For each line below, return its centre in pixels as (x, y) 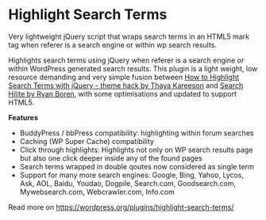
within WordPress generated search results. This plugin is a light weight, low (133, 68)
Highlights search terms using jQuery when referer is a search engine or (126, 60)
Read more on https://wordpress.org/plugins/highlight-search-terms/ (121, 207)
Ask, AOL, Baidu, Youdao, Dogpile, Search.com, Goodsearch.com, (128, 183)
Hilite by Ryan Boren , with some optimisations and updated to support (122, 93)
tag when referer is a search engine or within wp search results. (112, 44)
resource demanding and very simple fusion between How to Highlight (124, 77)
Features (23, 117)
